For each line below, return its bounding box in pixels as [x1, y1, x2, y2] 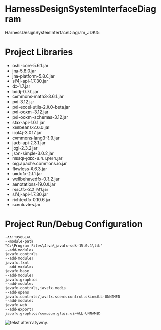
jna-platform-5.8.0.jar [12, 73, 55, 79]
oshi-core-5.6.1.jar [12, 63, 48, 68]
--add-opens [5, 290, 29, 295]
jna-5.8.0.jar [12, 68, 36, 74]
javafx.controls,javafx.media [5, 285, 66, 290]
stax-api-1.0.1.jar [12, 119, 45, 125]
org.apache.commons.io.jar [12, 160, 67, 166]
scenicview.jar [12, 202, 41, 207]
